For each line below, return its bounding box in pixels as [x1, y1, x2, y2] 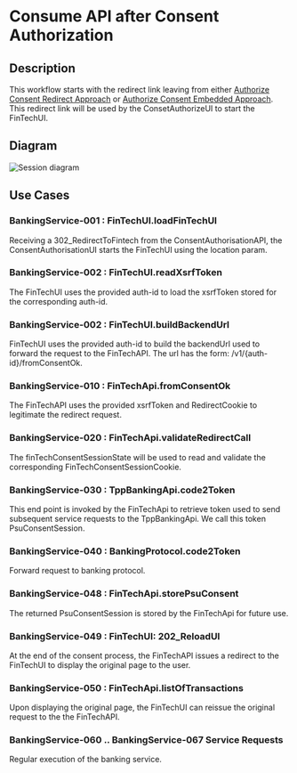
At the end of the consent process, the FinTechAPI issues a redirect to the [9, 650, 280, 661]
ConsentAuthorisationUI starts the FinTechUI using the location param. [9, 244, 269, 255]
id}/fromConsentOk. [9, 358, 83, 369]
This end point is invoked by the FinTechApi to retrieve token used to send [9, 503, 281, 514]
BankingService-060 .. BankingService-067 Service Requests [9, 734, 284, 746]
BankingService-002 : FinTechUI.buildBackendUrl [9, 318, 229, 330]
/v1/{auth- [230, 348, 269, 359]
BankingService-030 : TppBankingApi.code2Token [9, 484, 236, 496]
